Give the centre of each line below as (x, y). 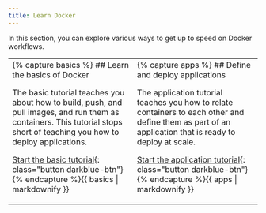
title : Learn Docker (42, 15)
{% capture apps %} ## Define (194, 65)
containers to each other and (191, 112)
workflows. (27, 46)
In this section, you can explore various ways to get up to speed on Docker (130, 38)
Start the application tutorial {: (191, 159)
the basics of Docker (51, 74)
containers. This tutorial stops (67, 121)
